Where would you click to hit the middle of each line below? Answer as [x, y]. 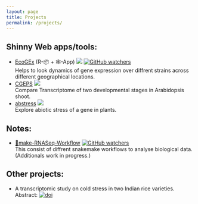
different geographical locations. [55, 77]
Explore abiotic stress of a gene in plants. [66, 110]
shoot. [23, 96]
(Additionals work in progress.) [53, 156]
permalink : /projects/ [34, 23]
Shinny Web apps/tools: [52, 47]
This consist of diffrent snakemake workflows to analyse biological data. [103, 149]
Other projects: [35, 174]
